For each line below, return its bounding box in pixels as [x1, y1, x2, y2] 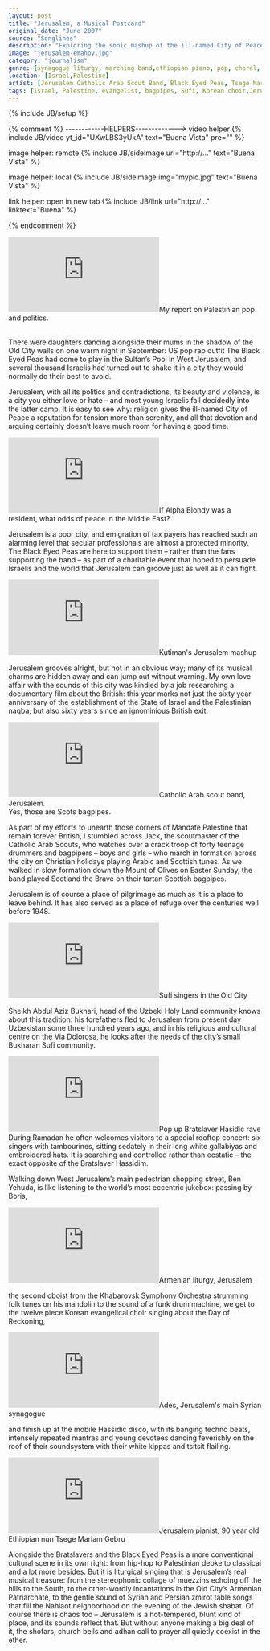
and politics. [8, 313, 49, 323]
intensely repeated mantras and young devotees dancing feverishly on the [8, 1433, 255, 1443]
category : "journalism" [8, 57, 88, 65]
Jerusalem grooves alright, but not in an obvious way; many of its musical [8, 663, 252, 673]
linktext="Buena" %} [8, 205, 77, 215]
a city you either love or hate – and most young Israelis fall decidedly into [8, 396, 250, 406]
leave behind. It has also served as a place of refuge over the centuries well [8, 898, 260, 908]
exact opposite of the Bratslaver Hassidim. [8, 1159, 149, 1168]
